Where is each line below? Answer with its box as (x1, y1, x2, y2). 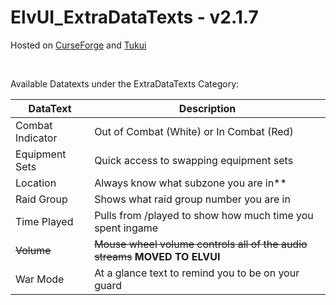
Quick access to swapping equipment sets (94, 153, 294, 167)
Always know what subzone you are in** (94, 176, 287, 190)
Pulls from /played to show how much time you (94, 208, 314, 222)
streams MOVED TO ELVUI (94, 249, 221, 263)
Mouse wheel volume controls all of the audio (94, 237, 308, 251)
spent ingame (94, 221, 159, 235)
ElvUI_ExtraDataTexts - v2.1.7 (10, 6, 259, 29)
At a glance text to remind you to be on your (94, 266, 300, 280)
